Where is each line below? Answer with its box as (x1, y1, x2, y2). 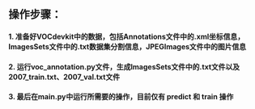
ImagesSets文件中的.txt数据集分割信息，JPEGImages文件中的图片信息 (8, 41, 247, 51)
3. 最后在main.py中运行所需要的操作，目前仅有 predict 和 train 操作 (8, 92, 234, 102)
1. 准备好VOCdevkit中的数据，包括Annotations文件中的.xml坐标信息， (8, 31, 245, 41)
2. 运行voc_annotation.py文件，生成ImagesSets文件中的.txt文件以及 (8, 61, 240, 71)
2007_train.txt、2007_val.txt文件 (8, 72, 120, 82)
